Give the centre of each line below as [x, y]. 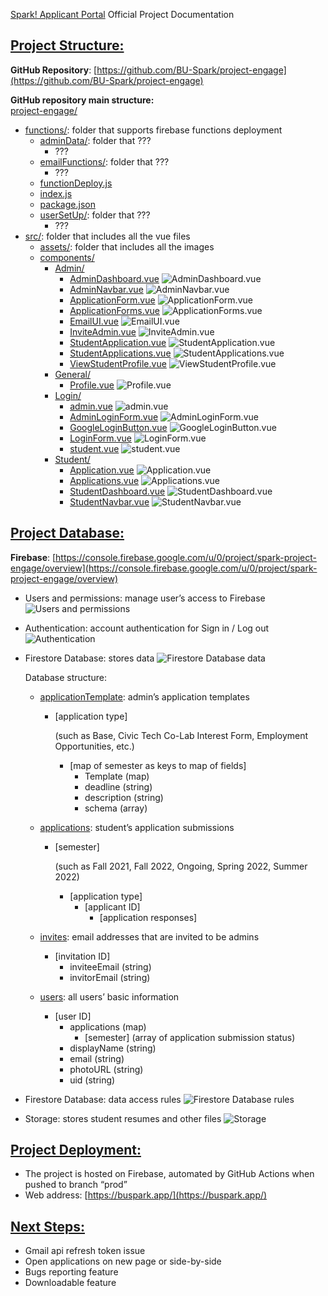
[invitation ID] [82, 956]
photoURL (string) [106, 1069]
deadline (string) [118, 786]
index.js [56, 193]
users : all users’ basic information [109, 996]
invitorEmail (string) [110, 977]
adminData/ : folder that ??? [95, 140]
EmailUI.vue [94, 321]
